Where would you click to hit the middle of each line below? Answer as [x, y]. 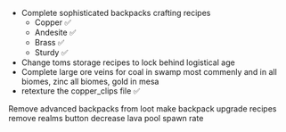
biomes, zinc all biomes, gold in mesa [90, 81]
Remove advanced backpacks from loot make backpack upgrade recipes [143, 109]
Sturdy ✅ [51, 52]
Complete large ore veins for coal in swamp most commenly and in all [149, 72]
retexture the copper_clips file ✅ [81, 91]
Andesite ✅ [55, 32]
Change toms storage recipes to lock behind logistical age [128, 62]
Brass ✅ [49, 42]
